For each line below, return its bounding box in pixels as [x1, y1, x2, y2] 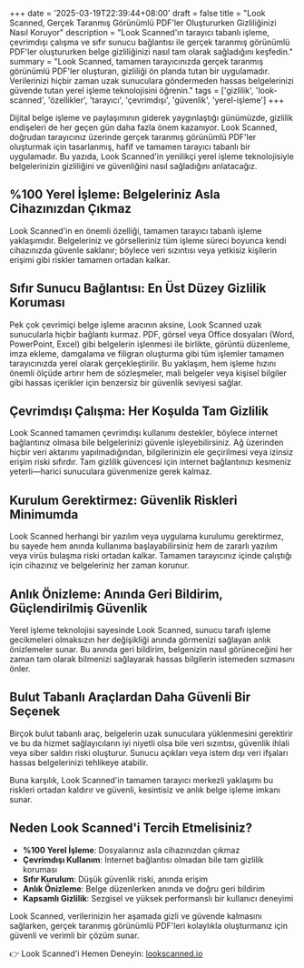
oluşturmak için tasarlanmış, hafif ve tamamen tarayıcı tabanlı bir [9, 141, 251, 152]
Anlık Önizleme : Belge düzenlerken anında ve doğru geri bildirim [22, 882, 266, 894]
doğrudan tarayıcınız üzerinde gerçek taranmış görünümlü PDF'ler [9, 132, 257, 142]
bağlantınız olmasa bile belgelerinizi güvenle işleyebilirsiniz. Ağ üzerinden [9, 437, 284, 449]
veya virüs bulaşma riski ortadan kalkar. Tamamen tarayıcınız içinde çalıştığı [9, 550, 292, 561]
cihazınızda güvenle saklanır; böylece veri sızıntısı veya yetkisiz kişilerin [9, 245, 277, 256]
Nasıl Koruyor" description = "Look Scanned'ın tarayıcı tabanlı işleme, [9, 27, 270, 37]
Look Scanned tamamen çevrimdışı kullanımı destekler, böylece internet [9, 428, 279, 439]
